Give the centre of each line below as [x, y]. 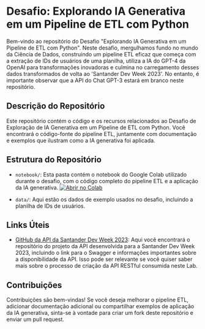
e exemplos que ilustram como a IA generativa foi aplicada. [81, 140]
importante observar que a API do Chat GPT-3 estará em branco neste [95, 80]
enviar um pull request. [35, 319]
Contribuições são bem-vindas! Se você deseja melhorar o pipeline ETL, [97, 300]
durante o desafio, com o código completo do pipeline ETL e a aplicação [107, 181]
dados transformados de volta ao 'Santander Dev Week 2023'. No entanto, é [103, 74]
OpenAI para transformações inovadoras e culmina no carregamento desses [103, 67]
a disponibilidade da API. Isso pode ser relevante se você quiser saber [104, 259]
